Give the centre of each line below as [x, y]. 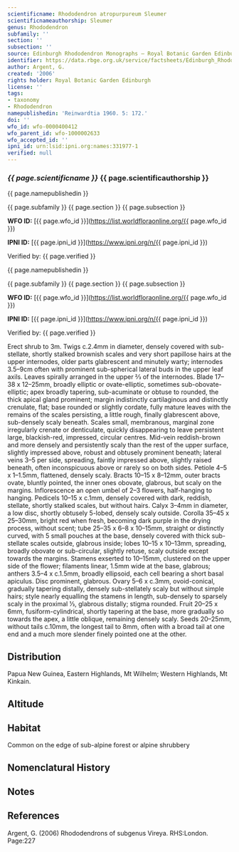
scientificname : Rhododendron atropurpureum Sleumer [87, 14]
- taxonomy [23, 100]
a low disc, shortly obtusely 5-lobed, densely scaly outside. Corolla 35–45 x [118, 513]
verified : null [30, 153]
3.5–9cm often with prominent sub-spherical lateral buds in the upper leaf [116, 369]
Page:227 [21, 841]
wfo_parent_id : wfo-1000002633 [54, 133]
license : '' [25, 87]
